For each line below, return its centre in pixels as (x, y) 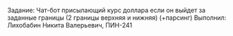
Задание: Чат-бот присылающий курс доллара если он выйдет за (107, 10)
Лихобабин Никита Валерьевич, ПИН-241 (70, 25)
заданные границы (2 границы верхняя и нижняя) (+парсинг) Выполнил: (117, 18)
